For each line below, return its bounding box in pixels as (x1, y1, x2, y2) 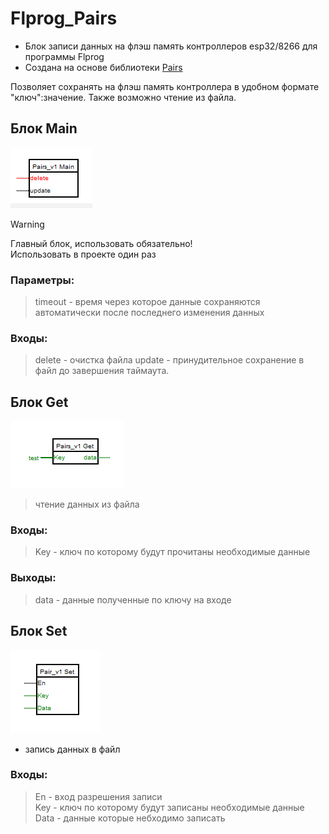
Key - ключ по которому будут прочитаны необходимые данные (34, 546, 311, 558)
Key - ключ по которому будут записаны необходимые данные (34, 801, 305, 813)
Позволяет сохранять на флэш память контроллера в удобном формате (10, 80, 320, 92)
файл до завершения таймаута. (34, 365, 170, 377)
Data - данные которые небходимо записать (34, 812, 226, 824)
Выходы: (10, 571, 57, 585)
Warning (10, 218, 45, 230)
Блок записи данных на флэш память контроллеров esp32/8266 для (24, 40, 318, 52)
